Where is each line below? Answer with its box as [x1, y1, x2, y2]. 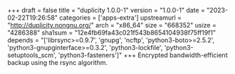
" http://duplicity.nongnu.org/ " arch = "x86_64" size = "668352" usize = [7, 21, 217, 29]
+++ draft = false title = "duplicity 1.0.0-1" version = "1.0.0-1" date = [7, 6, 205, 14]
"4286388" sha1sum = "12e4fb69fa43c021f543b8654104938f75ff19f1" [7, 28, 216, 37]
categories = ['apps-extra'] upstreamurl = [59, 13, 182, 22]
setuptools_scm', [7, 51, 57, 59]
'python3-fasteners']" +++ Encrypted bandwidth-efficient [58, 51, 228, 59]
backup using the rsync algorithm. [7, 58, 108, 66]
